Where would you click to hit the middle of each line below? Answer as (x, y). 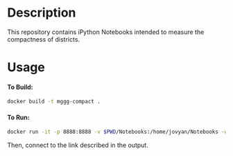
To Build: (20, 87)
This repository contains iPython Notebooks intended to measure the (106, 32)
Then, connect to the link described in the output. (78, 145)
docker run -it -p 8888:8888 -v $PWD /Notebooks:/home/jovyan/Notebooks (113, 132)
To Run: (18, 117)
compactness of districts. (44, 39)
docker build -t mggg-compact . (54, 102)
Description (42, 13)
